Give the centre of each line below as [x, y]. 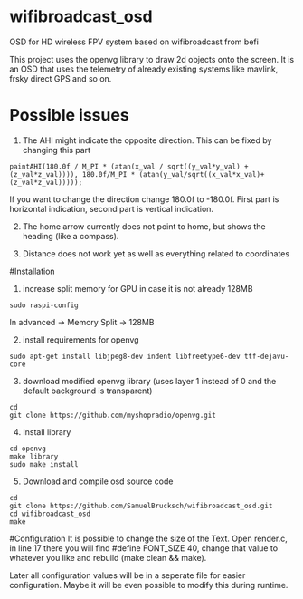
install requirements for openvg [80, 339]
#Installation [33, 271]
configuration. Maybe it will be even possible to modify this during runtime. [149, 585]
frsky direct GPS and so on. [61, 78]
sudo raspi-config [44, 305]
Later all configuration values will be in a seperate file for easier [128, 575]
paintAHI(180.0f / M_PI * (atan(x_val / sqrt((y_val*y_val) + [129, 166]
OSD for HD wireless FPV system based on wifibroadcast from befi [134, 42]
